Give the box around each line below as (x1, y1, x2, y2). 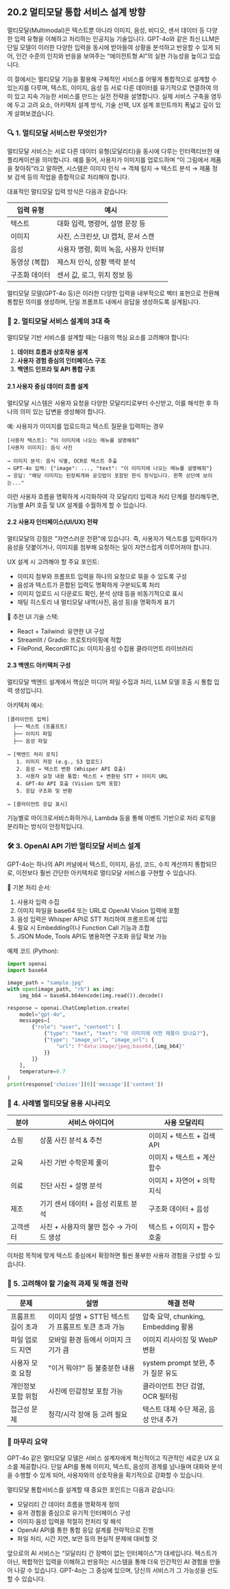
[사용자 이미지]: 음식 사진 (7, 444, 73, 451)
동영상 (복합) (10, 257, 50, 267)
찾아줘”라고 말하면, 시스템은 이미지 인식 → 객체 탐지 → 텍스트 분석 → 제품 (14, 164, 211, 173)
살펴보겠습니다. (14, 109, 55, 117)
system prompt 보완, (142, 1358, 207, 1367)
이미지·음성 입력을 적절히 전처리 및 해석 (16, 1517, 122, 1525)
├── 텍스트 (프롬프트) (13, 723, 68, 730)
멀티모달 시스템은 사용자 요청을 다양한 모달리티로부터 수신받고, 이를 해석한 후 (7, 399, 212, 407)
